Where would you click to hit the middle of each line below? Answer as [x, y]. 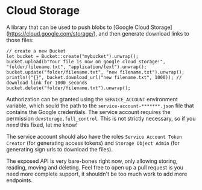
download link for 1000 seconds [47, 83]
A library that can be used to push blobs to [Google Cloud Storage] [89, 27]
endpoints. [20, 180]
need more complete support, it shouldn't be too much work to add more [97, 174]
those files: [20, 40]
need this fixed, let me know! [42, 125]
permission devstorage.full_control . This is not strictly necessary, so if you [101, 118]
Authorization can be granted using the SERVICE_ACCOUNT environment [92, 99]
